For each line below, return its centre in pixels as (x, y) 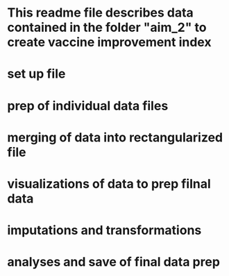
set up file (36, 74)
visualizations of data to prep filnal (109, 183)
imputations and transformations (104, 231)
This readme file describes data (101, 13)
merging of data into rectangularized (115, 137)
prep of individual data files (88, 106)
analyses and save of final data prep (114, 262)
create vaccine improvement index (109, 42)
